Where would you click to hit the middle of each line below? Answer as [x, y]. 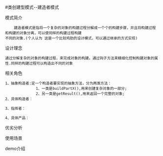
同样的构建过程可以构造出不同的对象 [42, 63]
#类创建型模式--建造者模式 [32, 7]
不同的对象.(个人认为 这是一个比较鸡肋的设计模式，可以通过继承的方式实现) [71, 38]
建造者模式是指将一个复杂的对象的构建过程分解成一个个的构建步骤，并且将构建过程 [85, 28]
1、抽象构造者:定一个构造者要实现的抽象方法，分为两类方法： [58, 83]
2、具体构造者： [19, 99]
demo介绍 [15, 148]
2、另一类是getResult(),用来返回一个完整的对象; [80, 94]
